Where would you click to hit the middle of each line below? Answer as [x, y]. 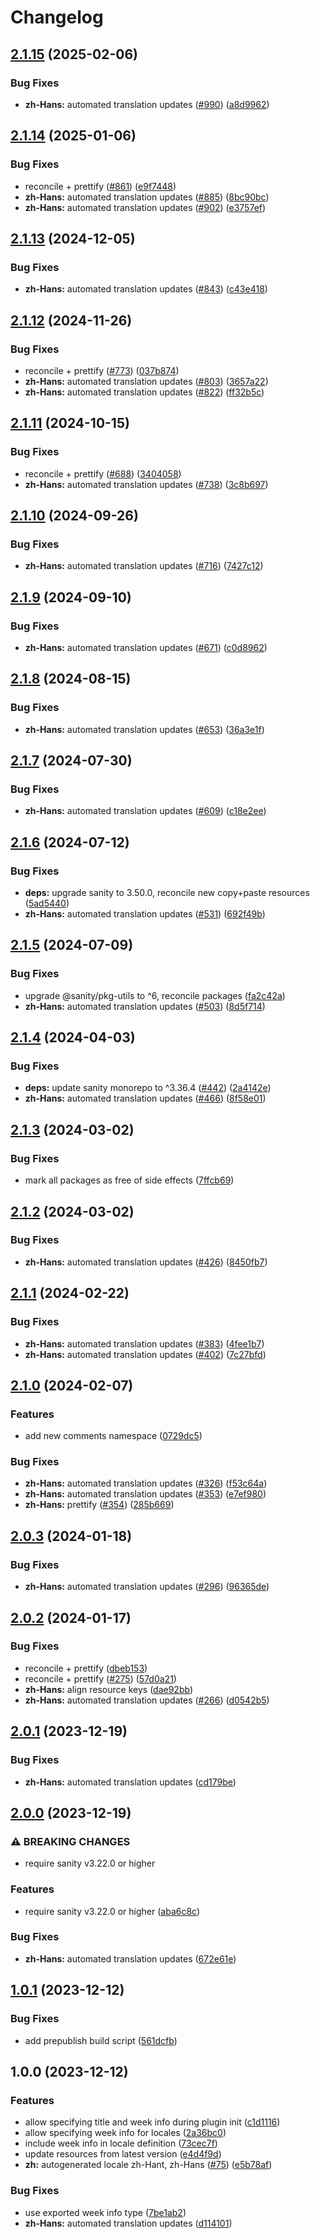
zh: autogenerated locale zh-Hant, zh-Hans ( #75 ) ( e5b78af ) [148, 2165]
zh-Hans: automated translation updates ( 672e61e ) [130, 1958]
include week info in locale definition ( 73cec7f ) [121, 2143]
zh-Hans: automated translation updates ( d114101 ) [128, 2223]
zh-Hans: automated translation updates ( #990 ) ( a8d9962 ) [147, 104]
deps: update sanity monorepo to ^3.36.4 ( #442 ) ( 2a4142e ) [148, 1088]
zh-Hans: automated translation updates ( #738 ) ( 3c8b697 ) [146, 484]
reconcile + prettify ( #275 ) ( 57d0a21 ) [100, 1678]
